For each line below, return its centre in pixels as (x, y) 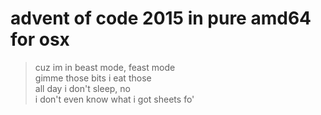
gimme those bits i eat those (93, 78)
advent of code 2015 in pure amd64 (161, 18)
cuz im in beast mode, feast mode (105, 67)
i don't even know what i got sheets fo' (114, 99)
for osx (40, 39)
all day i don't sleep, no (83, 88)
